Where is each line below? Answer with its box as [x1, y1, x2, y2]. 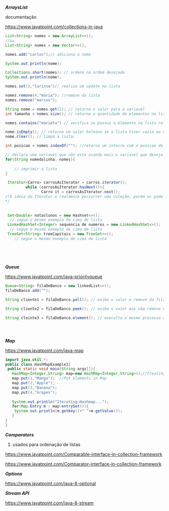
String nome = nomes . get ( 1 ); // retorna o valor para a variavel [5, 107, 145, 112]
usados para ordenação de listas [12, 441, 80, 447]
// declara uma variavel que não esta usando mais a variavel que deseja [5, 152, 163, 157]
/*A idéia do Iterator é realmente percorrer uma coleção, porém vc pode [5, 194, 163, 199]
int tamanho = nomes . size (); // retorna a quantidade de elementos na [5, 111, 156, 116]
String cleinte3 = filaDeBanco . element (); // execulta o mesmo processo [5, 315, 161, 320]
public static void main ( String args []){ [7, 367, 96, 372]
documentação [5, 14, 37, 20]
